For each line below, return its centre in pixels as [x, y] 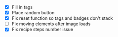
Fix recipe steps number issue [42, 30]
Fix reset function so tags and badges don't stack [62, 18]
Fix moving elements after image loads [51, 24]
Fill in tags [22, 7]
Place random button [33, 13]
